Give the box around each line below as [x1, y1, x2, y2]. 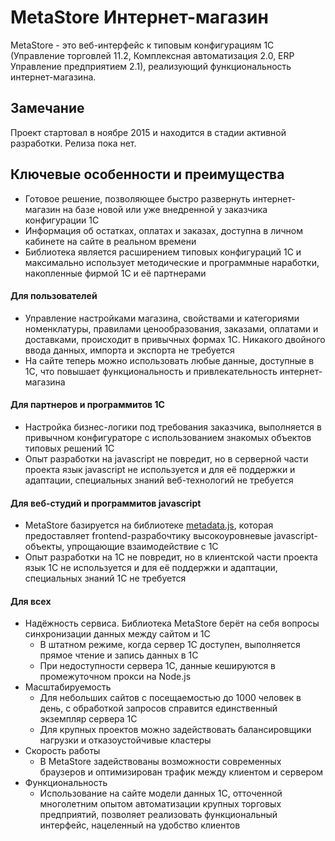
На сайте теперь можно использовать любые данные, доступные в [24, 354, 315, 366]
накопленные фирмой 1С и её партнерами [24, 267, 207, 279]
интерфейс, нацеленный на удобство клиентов [39, 819, 241, 831]
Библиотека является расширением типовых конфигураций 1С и [24, 246, 302, 258]
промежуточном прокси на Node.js [39, 671, 192, 683]
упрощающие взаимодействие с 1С [66, 541, 219, 553]
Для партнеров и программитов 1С [10, 399, 165, 411]
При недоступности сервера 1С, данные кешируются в [39, 660, 277, 672]
